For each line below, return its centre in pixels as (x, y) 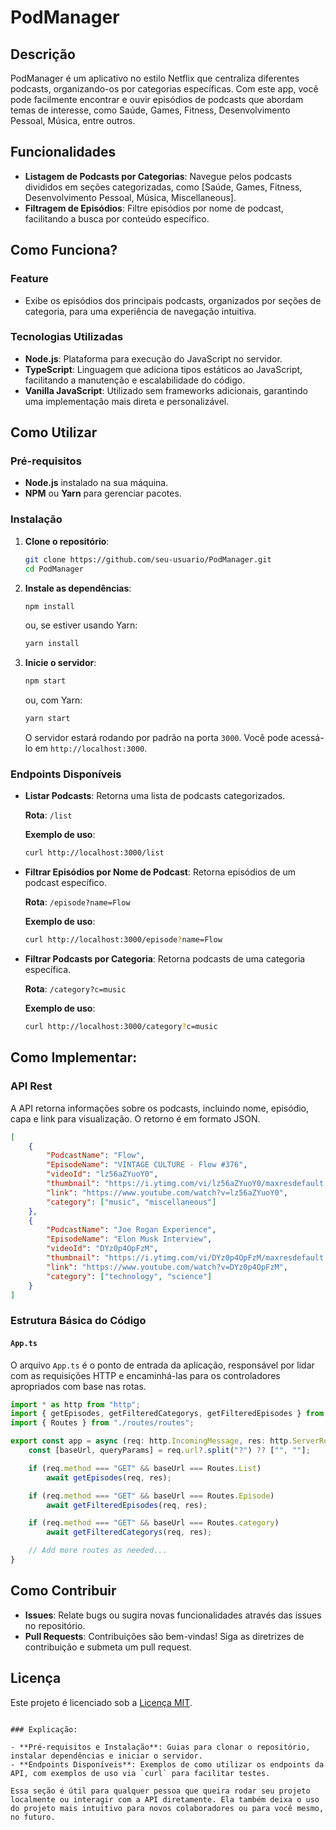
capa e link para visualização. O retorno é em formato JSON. (135, 1118)
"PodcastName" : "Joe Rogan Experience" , (131, 1230)
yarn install (52, 644)
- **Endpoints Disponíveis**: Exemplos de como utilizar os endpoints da (167, 1764)
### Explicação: (44, 1729)
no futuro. (33, 1817)
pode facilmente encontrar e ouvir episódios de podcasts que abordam (157, 99)
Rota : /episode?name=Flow (77, 902)
